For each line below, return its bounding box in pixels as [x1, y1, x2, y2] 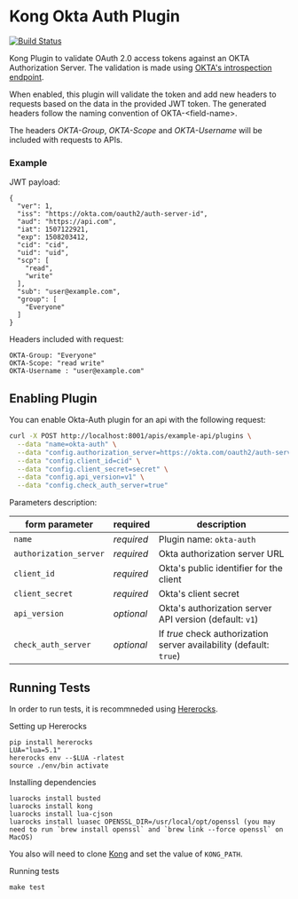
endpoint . [9, 71, 44, 82]
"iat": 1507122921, [17, 225, 90, 235]
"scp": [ [17, 256, 50, 266]
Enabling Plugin [9, 391, 98, 406]
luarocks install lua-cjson [9, 809, 114, 818]
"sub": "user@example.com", [17, 287, 122, 297]
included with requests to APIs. [9, 134, 123, 145]
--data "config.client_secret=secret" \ [17, 465, 169, 473]
